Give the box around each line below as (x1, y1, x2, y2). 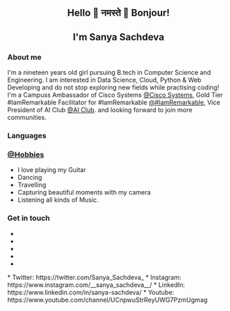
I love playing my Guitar (17, 166, 87, 174)
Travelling (17, 181, 47, 189)
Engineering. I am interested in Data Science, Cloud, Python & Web (7, 75, 202, 85)
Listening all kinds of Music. (17, 195, 99, 205)
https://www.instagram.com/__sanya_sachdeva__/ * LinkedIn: (7, 280, 186, 289)
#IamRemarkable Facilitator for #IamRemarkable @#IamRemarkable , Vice (7, 98, 221, 106)
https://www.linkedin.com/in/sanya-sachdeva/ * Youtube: (7, 288, 174, 296)
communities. (7, 114, 47, 122)
